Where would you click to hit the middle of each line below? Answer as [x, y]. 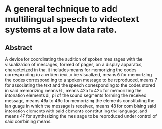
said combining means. [29, 121]
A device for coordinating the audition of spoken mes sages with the [74, 59]
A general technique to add [61, 9]
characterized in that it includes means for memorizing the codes [71, 70]
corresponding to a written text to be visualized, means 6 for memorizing [79, 75]
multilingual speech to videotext [72, 19]
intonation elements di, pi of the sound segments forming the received [76, 95]
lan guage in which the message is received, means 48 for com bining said [81, 106]
